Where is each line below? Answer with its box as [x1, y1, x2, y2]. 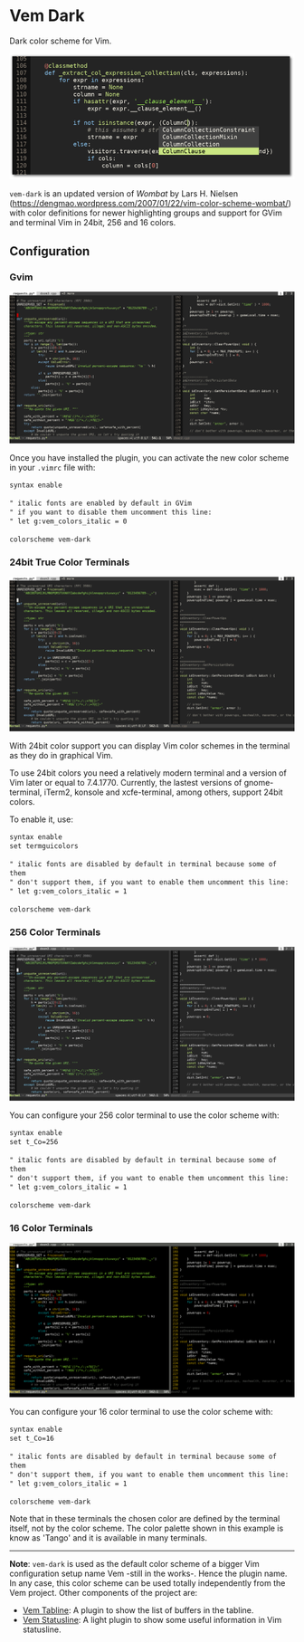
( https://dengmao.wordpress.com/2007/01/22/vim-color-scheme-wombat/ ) [9, 198, 292, 209]
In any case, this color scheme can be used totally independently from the [9, 1578, 286, 1589]
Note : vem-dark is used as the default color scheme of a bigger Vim [9, 1559, 260, 1570]
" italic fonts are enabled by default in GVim [9, 499, 193, 508]
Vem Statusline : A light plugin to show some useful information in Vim [22, 1615, 282, 1626]
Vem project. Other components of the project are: [9, 1588, 198, 1599]
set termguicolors [9, 841, 79, 851]
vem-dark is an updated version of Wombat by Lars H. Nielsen [9, 188, 238, 199]
